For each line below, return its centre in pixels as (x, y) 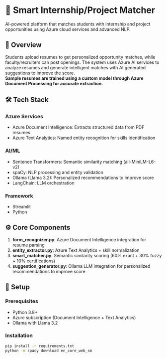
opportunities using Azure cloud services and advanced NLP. (68, 29)
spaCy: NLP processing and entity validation (58, 172)
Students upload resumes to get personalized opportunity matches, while (80, 57)
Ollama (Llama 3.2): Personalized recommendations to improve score (83, 178)
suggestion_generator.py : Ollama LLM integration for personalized (81, 266)
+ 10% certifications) (34, 261)
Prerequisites (22, 301)
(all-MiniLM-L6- (140, 162)
